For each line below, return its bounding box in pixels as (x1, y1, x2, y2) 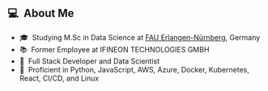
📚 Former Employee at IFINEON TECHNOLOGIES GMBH (19, 44, 210, 54)
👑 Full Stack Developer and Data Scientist (19, 56, 160, 66)
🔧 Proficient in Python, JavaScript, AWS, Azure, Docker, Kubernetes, (19, 64, 250, 74)
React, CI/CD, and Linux (19, 73, 100, 83)
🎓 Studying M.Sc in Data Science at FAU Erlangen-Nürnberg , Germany (19, 32, 261, 42)
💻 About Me (7, 6, 74, 20)
